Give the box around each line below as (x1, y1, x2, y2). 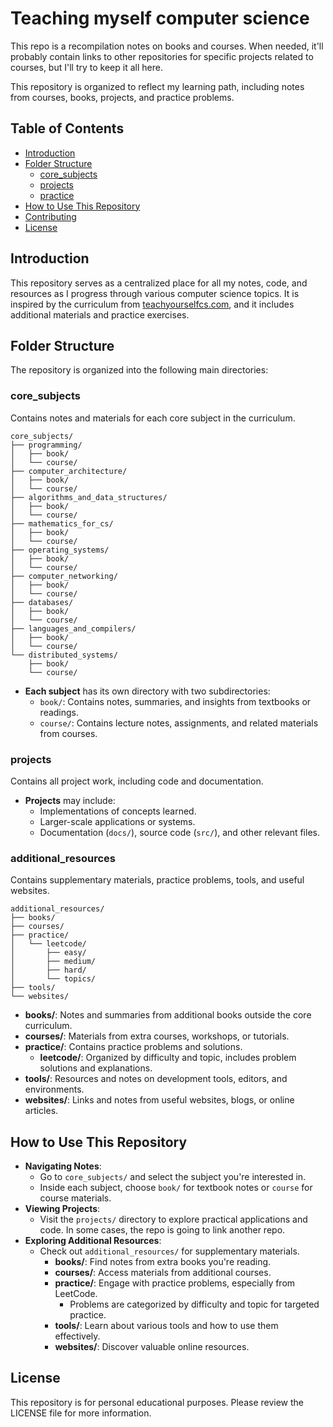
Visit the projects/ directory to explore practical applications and (39, 1213, 308, 1226)
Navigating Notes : (24, 1160, 102, 1172)
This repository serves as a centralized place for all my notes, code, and (10, 277, 308, 289)
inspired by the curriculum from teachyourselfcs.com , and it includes (10, 298, 295, 310)
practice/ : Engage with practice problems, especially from (54, 1277, 296, 1289)
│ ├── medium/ (10, 957, 97, 967)
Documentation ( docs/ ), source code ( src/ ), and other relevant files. (39, 826, 320, 838)
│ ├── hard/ (10, 965, 87, 976)
